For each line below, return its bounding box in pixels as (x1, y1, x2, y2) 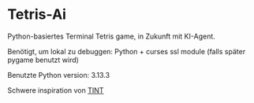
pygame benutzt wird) (7, 55, 80, 64)
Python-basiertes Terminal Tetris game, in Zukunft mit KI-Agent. (7, 31, 216, 41)
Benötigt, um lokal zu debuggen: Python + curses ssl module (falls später (7, 46, 246, 56)
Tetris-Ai (7, 6, 66, 24)
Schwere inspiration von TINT (7, 85, 104, 95)
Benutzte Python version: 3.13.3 (7, 70, 110, 79)
